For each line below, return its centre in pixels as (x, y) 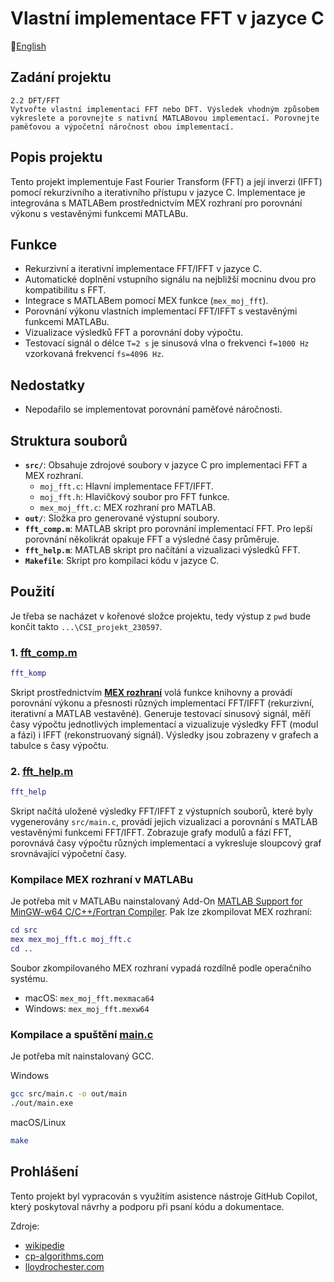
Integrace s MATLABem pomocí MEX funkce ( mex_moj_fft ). (146, 301)
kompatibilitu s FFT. (65, 290)
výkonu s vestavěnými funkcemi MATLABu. (99, 213)
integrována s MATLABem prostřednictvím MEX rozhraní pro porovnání (156, 203)
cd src (24, 930)
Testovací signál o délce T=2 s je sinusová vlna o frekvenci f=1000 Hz (167, 343)
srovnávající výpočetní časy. (68, 854)
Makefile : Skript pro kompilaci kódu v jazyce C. (122, 560)
